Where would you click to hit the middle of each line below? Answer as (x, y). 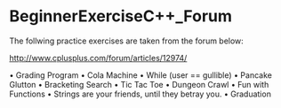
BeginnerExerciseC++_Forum (121, 16)
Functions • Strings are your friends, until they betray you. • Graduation (140, 94)
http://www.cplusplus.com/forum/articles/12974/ (98, 58)
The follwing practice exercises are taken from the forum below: (127, 41)
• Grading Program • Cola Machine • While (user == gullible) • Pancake (141, 75)
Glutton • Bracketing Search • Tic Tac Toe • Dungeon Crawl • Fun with (139, 84)
